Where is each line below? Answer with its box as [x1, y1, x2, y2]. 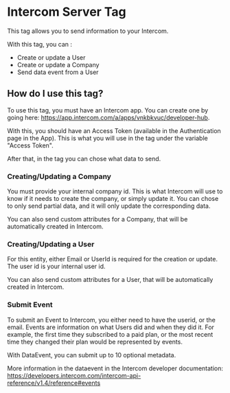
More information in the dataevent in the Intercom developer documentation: [7, 364, 224, 372]
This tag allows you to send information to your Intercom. [7, 27, 169, 35]
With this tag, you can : [7, 40, 73, 48]
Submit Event [7, 300, 53, 309]
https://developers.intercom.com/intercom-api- [7, 371, 141, 379]
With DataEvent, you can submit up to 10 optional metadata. [7, 350, 176, 359]
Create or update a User [16, 53, 86, 62]
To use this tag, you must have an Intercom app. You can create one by [7, 106, 209, 114]
